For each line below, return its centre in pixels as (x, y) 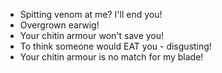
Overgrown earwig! (59, 25)
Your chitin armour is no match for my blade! (111, 57)
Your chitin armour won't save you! (92, 35)
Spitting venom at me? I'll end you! (91, 14)
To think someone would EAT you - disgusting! (115, 46)
